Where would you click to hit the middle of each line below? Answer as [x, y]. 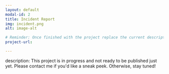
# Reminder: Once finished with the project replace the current [75, 37]
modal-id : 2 [18, 14]
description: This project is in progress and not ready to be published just [81, 60]
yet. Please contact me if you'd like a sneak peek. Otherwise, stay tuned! [80, 66]
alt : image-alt [21, 28]
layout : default [22, 10]
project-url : [19, 42]
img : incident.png [24, 24]
